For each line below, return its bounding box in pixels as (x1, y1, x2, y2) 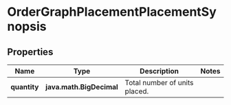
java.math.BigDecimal (45, 82, 118, 91)
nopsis (7, 19, 47, 34)
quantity (10, 82, 39, 91)
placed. (124, 86, 149, 96)
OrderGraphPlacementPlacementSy (7, 4, 217, 20)
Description (140, 67, 179, 75)
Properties (7, 46, 54, 58)
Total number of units (124, 78, 194, 87)
